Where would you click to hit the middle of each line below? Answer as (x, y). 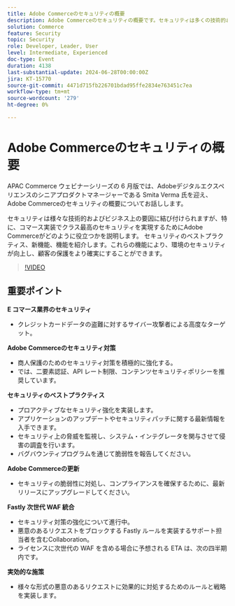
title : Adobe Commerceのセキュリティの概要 (66, 14)
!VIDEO (35, 267)
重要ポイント (35, 291)
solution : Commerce (36, 27)
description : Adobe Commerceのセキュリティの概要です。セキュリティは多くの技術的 (116, 20)
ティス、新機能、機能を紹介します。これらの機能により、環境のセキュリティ (117, 244)
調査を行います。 (54, 444)
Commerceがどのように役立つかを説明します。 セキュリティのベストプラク (115, 236)
